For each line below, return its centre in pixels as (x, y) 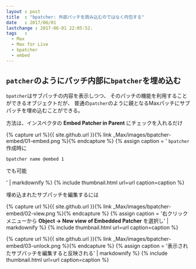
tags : (17, 34)
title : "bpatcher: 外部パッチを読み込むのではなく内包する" (75, 17)
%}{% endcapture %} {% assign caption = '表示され (125, 246)
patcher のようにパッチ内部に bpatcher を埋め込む (94, 81)
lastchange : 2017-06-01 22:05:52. (50, 28)
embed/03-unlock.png (33, 246)
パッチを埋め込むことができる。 (45, 111)
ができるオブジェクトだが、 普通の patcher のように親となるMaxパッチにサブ (98, 103)
